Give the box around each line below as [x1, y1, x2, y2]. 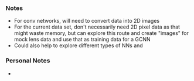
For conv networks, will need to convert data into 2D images [13, 17, 159, 24]
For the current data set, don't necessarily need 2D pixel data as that [13, 23, 180, 30]
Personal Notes [5, 57, 50, 65]
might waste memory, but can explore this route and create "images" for [13, 30, 189, 37]
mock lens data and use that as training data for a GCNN [13, 36, 151, 43]
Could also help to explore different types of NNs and [13, 42, 143, 49]
